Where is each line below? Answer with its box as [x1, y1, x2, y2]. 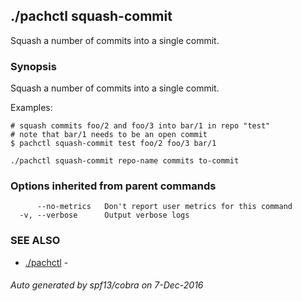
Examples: [10, 102, 53, 114]
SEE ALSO [10, 234, 61, 248]
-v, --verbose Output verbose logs [19, 210, 190, 221]
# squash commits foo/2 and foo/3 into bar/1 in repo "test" [10, 121, 271, 131]
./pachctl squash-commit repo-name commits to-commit [10, 156, 240, 166]
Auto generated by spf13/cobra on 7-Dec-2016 [10, 279, 204, 291]
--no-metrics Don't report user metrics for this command [36, 202, 293, 212]
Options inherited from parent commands [10, 179, 217, 193]
